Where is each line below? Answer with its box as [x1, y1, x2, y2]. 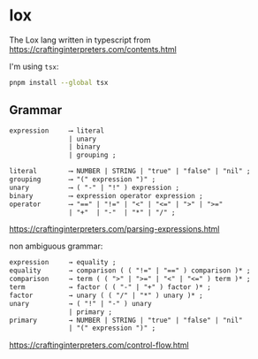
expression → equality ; [9, 258, 117, 267]
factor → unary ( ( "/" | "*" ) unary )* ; [9, 291, 203, 300]
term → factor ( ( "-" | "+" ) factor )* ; [9, 283, 212, 292]
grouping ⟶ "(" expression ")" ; [9, 175, 156, 184]
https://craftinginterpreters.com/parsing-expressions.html [9, 224, 220, 234]
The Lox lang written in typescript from [9, 34, 151, 45]
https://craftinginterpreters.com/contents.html [9, 43, 177, 54]
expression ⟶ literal [9, 126, 104, 135]
